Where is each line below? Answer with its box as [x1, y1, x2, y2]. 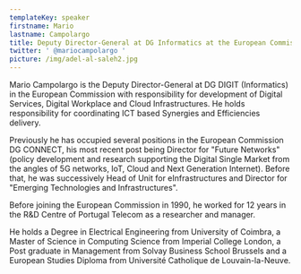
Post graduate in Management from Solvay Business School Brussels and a [9, 245, 287, 256]
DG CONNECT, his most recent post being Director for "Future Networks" [9, 144, 280, 155]
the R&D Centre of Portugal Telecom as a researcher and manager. [9, 210, 256, 219]
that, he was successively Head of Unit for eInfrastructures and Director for [9, 173, 288, 184]
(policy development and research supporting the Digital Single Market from [9, 154, 290, 164]
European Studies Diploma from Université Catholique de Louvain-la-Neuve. [9, 255, 291, 265]
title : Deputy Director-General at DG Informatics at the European [9, 38, 267, 47]
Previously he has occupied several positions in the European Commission [9, 135, 284, 145]
